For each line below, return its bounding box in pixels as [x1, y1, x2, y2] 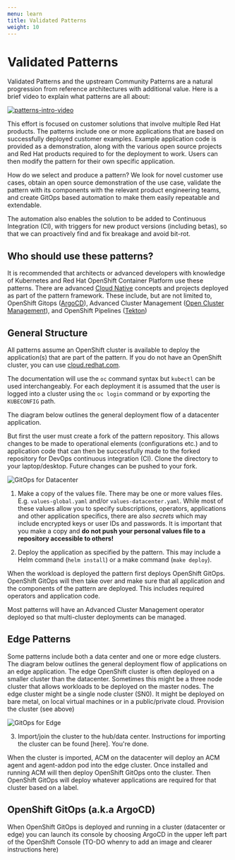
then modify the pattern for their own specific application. [7, 157, 175, 166]
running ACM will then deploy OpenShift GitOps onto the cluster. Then [7, 768, 211, 777]
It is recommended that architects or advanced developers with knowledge [7, 269, 226, 278]
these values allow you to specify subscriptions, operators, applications [17, 504, 227, 512]
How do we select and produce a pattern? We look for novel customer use [7, 171, 224, 179]
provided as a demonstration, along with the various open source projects [7, 142, 222, 151]
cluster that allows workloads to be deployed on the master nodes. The [7, 682, 214, 690]
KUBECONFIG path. [7, 396, 56, 405]
